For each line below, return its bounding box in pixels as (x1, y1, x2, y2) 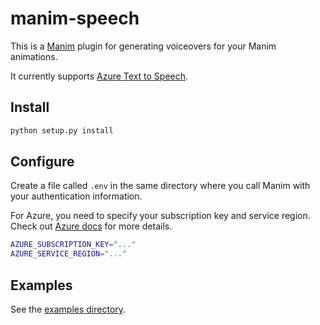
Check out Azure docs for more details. (10, 220, 173, 232)
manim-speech (10, 7, 140, 30)
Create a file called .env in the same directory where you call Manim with (10, 180, 311, 192)
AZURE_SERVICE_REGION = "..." (10, 249, 128, 259)
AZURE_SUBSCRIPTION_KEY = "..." (10, 240, 137, 250)
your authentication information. (10, 190, 143, 202)
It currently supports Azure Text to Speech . (10, 70, 189, 82)
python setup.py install (10, 125, 114, 136)
